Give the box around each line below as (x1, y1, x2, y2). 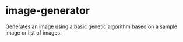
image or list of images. (5, 29, 62, 36)
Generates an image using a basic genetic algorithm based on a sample (5, 23, 178, 30)
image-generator (5, 4, 90, 17)
